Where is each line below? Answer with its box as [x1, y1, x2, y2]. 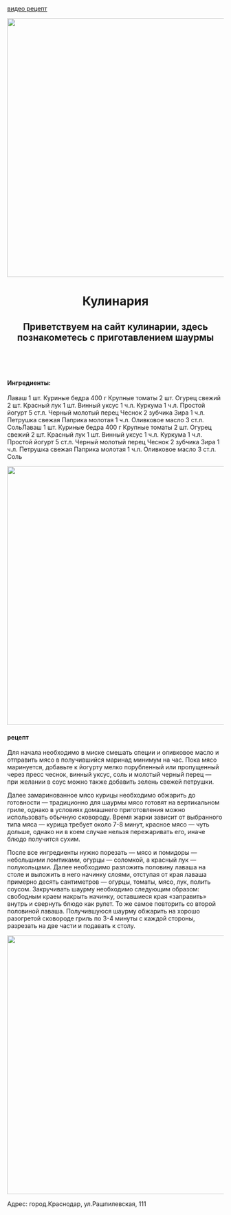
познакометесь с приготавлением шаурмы [16, 331, 214, 343]
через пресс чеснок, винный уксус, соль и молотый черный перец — [7, 771, 212, 779]
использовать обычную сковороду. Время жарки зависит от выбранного [7, 813, 223, 822]
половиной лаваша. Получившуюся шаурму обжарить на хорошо [7, 907, 201, 916]
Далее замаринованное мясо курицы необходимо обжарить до [7, 791, 196, 800]
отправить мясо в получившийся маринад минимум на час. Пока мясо [7, 755, 217, 764]
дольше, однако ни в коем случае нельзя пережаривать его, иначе [7, 828, 206, 836]
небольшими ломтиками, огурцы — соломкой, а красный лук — [7, 856, 197, 864]
